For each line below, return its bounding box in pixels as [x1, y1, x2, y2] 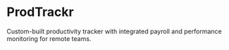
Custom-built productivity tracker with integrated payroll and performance [6, 27, 223, 35]
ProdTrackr [6, 4, 75, 20]
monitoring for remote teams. [6, 34, 92, 42]
